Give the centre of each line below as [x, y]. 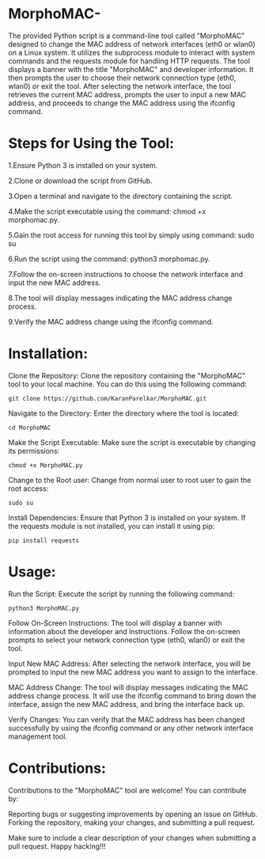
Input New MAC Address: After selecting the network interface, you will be [130, 663]
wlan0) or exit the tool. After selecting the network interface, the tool [120, 86]
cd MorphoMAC [30, 428]
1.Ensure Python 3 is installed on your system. [83, 165]
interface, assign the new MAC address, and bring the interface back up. [127, 704]
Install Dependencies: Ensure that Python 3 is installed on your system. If [127, 517]
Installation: [48, 354]
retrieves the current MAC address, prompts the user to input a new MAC [127, 94]
